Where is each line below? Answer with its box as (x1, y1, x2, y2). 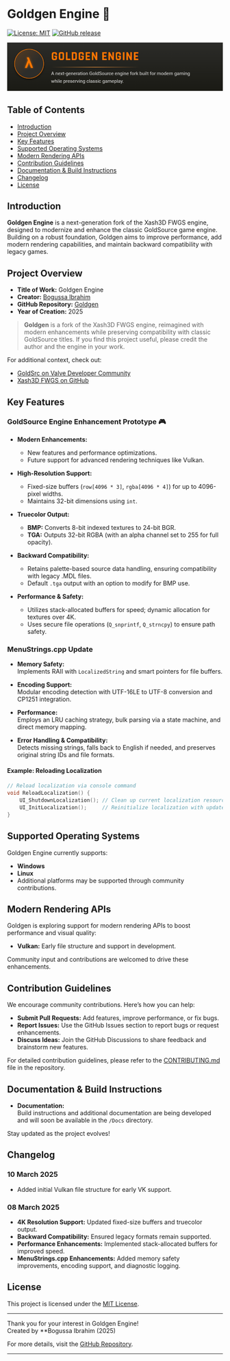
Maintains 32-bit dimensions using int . (27, 496, 138, 505)
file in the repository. (7, 1064, 66, 1072)
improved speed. (16, 1247, 65, 1255)
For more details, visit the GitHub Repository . (7, 1340, 133, 1348)
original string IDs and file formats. (16, 751, 115, 759)
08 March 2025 (7, 1202, 60, 1212)
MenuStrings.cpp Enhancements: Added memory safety (16, 1254, 180, 1262)
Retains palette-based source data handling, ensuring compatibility (27, 564, 217, 572)
